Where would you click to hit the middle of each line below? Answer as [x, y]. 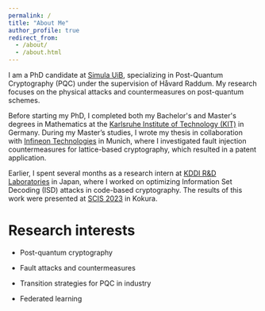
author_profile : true [44, 30]
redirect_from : [33, 38]
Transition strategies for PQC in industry [85, 283]
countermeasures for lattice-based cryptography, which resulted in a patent [132, 149]
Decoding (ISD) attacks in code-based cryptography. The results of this [125, 190]
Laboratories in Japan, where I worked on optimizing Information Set [120, 182]
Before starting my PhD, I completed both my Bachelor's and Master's [122, 115]
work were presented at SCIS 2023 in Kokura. [83, 198]
